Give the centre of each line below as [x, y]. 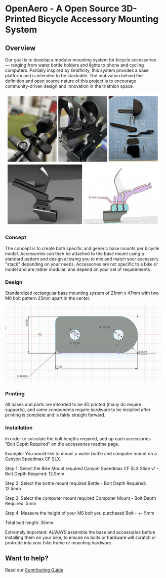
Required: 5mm [21, 503]
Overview [21, 48]
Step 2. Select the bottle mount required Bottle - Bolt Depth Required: [76, 483]
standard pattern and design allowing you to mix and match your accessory [82, 259]
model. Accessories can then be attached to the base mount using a [75, 254]
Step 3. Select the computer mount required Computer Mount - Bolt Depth [81, 498]
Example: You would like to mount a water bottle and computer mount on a [81, 453]
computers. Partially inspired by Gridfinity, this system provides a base [77, 70]
